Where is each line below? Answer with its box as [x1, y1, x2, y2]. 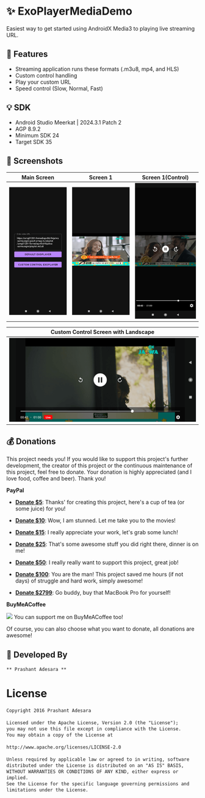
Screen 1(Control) [142, 173, 189, 181]
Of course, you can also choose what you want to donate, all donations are [6, 625, 195, 633]
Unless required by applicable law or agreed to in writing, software [6, 756, 190, 763]
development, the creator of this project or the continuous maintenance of [6, 462, 193, 470]
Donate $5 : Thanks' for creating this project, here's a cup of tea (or [15, 499, 185, 506]
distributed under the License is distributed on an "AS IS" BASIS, [6, 763, 184, 769]
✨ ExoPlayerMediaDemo [6, 4, 132, 18]
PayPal [6, 487, 24, 494]
